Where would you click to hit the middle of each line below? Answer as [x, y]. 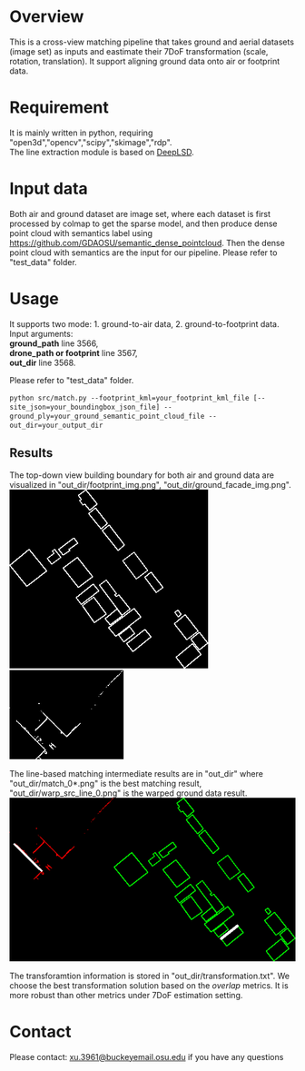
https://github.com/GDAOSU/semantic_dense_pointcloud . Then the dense [148, 243]
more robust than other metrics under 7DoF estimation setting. [126, 995]
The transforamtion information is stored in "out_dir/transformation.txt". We [150, 976]
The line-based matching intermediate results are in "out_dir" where [136, 773]
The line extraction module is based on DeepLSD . [102, 152]
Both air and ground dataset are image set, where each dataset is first [140, 213]
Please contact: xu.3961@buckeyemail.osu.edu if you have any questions [147, 1056]
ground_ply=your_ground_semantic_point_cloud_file [107, 416]
